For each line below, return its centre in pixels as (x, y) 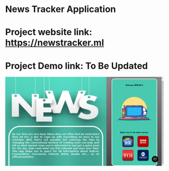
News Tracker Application (61, 9)
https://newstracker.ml (55, 43)
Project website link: (49, 32)
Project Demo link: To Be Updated (77, 66)
